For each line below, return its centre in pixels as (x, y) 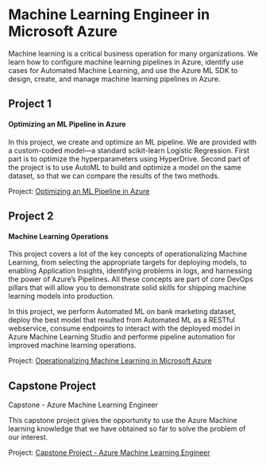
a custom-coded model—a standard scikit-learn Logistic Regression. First (129, 150)
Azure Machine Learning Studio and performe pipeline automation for (122, 337)
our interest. (28, 437)
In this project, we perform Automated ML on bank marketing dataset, (122, 312)
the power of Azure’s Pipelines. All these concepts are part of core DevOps (131, 279)
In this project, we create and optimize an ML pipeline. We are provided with (133, 141)
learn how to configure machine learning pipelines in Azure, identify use (126, 62)
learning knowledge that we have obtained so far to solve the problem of (127, 428)
